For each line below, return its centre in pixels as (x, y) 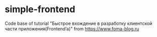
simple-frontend (40, 9)
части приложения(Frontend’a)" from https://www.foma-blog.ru (72, 28)
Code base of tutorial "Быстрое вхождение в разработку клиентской (78, 23)
